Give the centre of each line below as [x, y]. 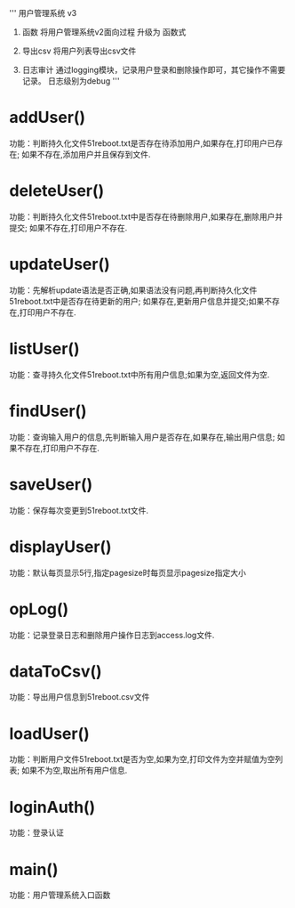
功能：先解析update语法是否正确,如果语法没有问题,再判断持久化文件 [133, 290]
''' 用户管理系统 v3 [43, 13]
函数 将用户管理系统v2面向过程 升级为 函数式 [104, 32]
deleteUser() [57, 191]
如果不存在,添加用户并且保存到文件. [86, 154]
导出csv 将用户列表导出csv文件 [79, 51]
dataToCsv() [56, 671]
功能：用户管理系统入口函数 [60, 895]
